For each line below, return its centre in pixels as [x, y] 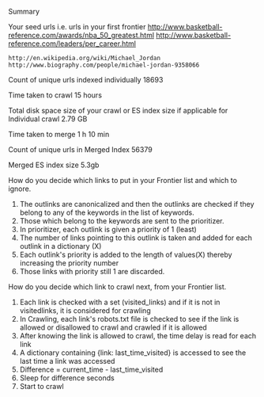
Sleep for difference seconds [67, 378]
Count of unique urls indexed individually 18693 [86, 80]
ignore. [20, 189]
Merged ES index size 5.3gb [54, 165]
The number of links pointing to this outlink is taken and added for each [136, 238]
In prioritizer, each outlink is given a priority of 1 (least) [108, 229]
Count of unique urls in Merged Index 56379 [80, 149]
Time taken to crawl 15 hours [55, 95]
